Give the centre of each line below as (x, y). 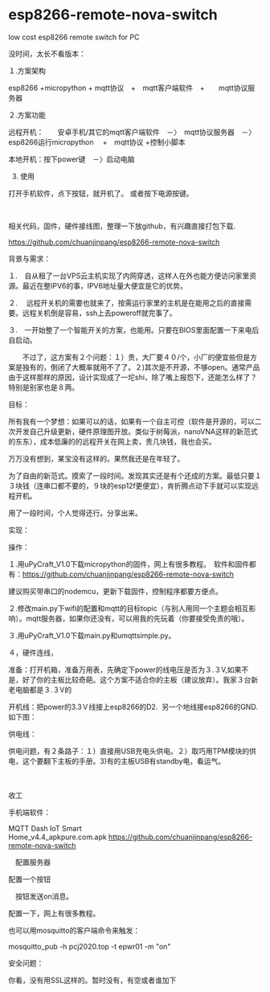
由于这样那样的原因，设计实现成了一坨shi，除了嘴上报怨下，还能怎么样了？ (133, 377)
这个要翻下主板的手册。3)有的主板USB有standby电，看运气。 (124, 760)
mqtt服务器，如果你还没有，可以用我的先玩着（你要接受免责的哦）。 (137, 618)
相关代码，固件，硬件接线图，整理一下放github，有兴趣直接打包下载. (122, 226)
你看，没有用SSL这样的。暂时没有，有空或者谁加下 (92, 980)
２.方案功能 (27, 115)
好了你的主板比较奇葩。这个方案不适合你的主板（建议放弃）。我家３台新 (140, 679)
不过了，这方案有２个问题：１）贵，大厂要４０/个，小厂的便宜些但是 (136, 357)
